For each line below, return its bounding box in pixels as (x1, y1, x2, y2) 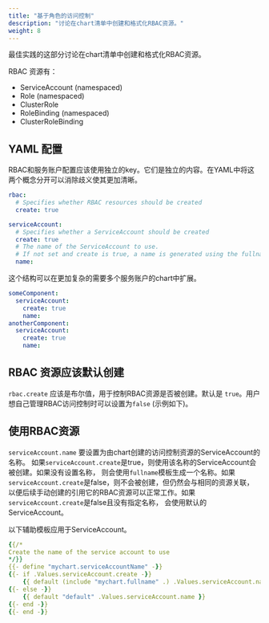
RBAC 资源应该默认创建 (8, 366, 124, 380)
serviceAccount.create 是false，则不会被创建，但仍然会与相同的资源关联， (8, 477, 255, 487)
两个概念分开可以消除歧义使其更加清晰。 (8, 175, 142, 185)
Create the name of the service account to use (8, 548, 171, 556)
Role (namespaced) (19, 92, 85, 101)
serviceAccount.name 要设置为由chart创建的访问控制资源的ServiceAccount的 (8, 447, 260, 457)
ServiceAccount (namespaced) (19, 83, 122, 92)
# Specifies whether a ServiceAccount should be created (15, 228, 210, 236)
